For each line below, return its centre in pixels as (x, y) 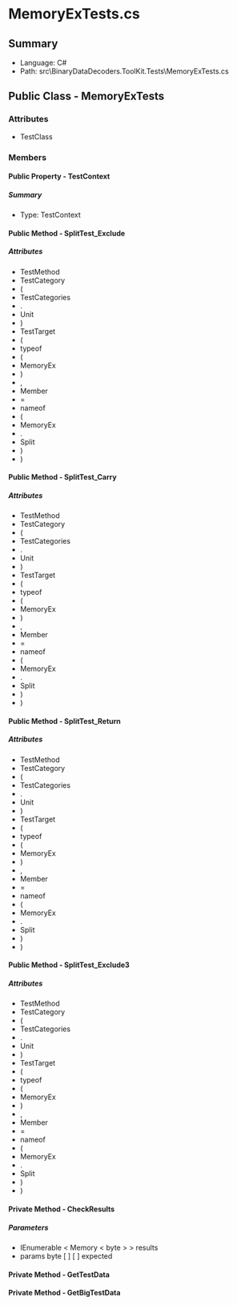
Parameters (28, 1227)
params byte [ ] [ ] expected (66, 1256)
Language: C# (43, 62)
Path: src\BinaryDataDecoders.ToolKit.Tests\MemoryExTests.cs (125, 71)
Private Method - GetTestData (59, 1275)
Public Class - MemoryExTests (86, 96)
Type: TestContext (50, 215)
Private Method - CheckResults (62, 1209)
